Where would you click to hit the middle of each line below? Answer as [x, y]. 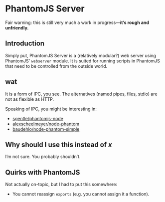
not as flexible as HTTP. [30, 99]
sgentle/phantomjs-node [38, 118]
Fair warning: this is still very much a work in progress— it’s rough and [77, 22]
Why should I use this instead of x [59, 144]
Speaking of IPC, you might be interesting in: [51, 109]
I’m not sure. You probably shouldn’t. [43, 157]
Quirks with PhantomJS [43, 172]
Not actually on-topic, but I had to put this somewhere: [61, 185]
